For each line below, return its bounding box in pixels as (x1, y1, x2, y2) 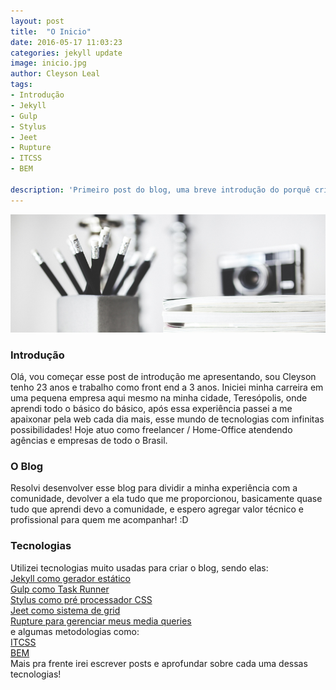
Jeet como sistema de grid (10, 604, 121, 616)
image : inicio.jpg (10, 58, 87, 69)
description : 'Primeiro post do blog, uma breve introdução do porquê (10, 185, 311, 195)
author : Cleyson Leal (10, 69, 101, 79)
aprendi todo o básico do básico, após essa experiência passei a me (10, 402, 293, 414)
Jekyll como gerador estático (10, 572, 131, 584)
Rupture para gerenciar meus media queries (10, 615, 192, 627)
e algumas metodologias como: (10, 625, 140, 637)
